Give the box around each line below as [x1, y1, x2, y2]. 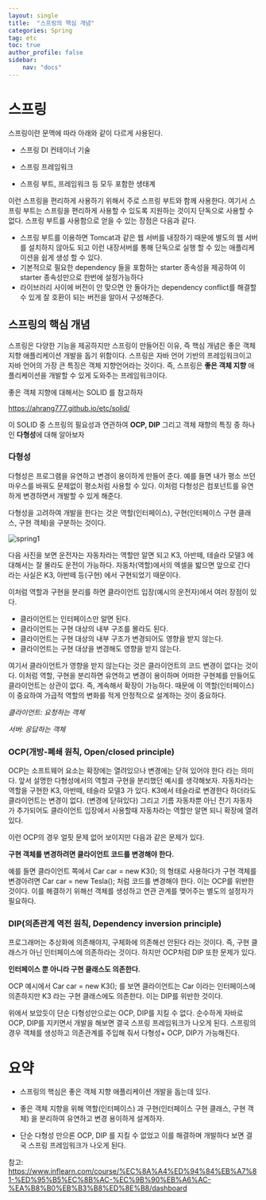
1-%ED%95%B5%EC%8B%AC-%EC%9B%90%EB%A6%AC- [8, 1175, 212, 1185]
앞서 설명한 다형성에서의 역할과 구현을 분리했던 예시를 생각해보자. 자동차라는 [18, 776, 254, 785]
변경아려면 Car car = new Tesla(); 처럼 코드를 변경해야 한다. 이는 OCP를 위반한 [8, 877, 255, 886]
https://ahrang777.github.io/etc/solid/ [8, 403, 130, 412]
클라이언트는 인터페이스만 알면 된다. [19, 614, 131, 623]
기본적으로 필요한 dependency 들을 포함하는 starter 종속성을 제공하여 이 [19, 262, 246, 272]
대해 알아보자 [44, 429, 85, 439]
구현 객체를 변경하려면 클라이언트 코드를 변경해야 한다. [8, 850, 175, 859]
